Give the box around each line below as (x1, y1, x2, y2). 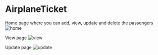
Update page (5, 44, 32, 50)
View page (5, 35, 27, 41)
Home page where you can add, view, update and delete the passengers (5, 20, 154, 26)
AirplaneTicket (5, 3, 67, 15)
